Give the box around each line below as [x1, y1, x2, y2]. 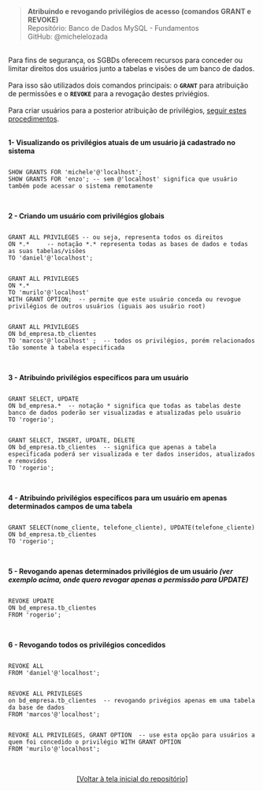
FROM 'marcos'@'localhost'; [8, 711, 101, 718]
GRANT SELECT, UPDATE [8, 395, 80, 403]
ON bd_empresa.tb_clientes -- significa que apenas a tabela [8, 443, 217, 451]
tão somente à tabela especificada [8, 344, 125, 352]
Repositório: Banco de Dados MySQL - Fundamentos [27, 24, 199, 32]
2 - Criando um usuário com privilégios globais [8, 211, 165, 220]
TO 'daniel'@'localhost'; [8, 254, 93, 262]
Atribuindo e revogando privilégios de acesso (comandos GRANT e [27, 7, 252, 16]
